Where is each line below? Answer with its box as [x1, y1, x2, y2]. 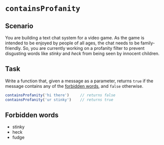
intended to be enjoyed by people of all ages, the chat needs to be [5, 40, 140, 46]
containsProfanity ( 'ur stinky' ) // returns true [5, 97, 113, 102]
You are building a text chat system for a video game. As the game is [5, 35, 144, 40]
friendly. [5, 45, 22, 51]
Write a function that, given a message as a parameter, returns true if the [5, 78, 154, 84]
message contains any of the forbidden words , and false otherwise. [5, 83, 144, 89]
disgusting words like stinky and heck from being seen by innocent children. [5, 51, 160, 56]
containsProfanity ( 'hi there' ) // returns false [5, 93, 116, 98]
